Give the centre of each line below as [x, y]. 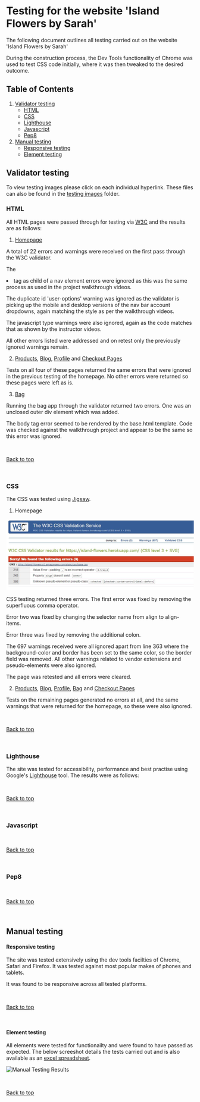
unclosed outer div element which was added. [63, 412]
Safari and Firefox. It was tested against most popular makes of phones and [99, 966]
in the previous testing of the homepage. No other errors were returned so [97, 376]
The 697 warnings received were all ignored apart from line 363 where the [97, 646]
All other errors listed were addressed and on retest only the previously [93, 340]
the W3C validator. [29, 258]
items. [14, 623]
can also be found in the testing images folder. [63, 193]
